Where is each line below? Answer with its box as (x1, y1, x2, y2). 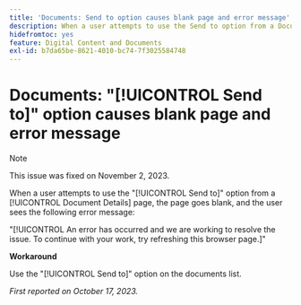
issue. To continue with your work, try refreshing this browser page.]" (9, 234, 266, 245)
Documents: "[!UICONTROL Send (9, 85, 262, 106)
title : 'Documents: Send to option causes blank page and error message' (9, 13, 291, 22)
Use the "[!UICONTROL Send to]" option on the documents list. (9, 268, 242, 279)
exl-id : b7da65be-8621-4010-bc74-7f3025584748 (9, 47, 186, 56)
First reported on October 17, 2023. (9, 286, 139, 297)
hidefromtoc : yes (9, 30, 74, 39)
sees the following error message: (9, 207, 135, 218)
